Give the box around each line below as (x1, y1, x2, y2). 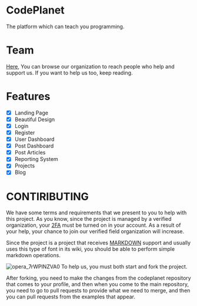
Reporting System (14, 156, 59, 163)
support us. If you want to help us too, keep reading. (6, 69, 133, 76)
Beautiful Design (14, 116, 55, 123)
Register (14, 129, 35, 136)
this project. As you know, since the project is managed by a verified (6, 216, 172, 223)
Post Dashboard (14, 142, 54, 150)
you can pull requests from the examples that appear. (6, 293, 136, 300)
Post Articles (14, 149, 46, 156)
